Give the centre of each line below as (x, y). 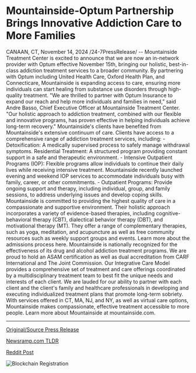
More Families (41, 36)
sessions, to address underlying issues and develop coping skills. (85, 195)
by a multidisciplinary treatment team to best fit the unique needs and (90, 275)
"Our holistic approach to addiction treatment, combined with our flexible (94, 114)
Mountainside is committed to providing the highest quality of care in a (91, 201)
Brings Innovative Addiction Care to (94, 23)
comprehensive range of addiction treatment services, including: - (86, 139)
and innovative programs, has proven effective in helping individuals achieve (98, 120)
